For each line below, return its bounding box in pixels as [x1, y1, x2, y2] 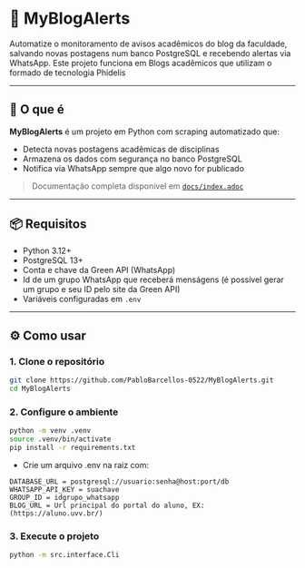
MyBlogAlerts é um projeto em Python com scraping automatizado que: [9, 126, 280, 137]
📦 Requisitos [9, 217, 87, 232]
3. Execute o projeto [9, 530, 100, 543]
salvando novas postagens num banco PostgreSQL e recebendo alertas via [9, 47, 291, 58]
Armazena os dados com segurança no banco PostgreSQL [22, 153, 242, 164]
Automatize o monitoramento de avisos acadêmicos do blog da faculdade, [9, 38, 288, 49]
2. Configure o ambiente [9, 406, 119, 418]
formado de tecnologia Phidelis [9, 67, 126, 78]
